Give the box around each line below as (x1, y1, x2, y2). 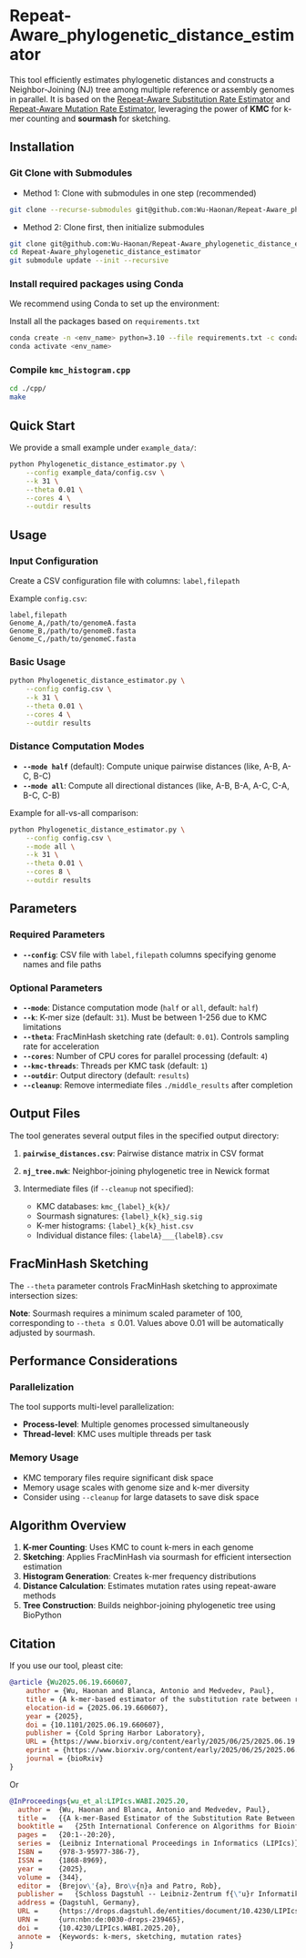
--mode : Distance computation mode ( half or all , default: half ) (22, 1002, 259, 1013)
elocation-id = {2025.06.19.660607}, (25, 1703, 169, 1712)
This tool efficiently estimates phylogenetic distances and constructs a (9, 74, 275, 85)
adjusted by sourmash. (9, 1327, 96, 1338)
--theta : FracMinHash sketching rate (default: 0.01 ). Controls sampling (22, 1031, 290, 1042)
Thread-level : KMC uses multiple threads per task (22, 1429, 212, 1440)
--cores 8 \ (25, 867, 71, 877)
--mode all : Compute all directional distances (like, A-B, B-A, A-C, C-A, (22, 780, 290, 790)
